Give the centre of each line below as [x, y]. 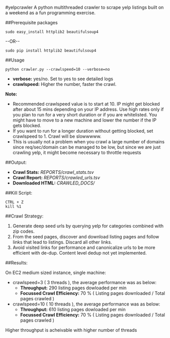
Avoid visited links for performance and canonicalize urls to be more [84, 248]
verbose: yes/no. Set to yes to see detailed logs [63, 79]
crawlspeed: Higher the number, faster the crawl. [64, 84]
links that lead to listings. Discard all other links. [62, 242]
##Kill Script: [19, 193]
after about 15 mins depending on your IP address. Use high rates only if [88, 109]
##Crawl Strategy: [24, 216]
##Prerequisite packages [31, 23]
